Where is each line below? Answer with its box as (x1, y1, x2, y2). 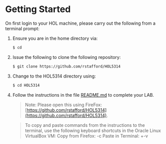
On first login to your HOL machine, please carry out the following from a (5, 20, 155, 26)
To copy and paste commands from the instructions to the (25, 122, 145, 128)
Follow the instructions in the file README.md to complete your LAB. (12, 92, 154, 98)
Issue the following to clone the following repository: (12, 54, 121, 60)
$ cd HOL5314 (12, 83, 40, 88)
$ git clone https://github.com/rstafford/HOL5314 (12, 64, 121, 69)
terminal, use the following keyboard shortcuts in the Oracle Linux (25, 127, 161, 133)
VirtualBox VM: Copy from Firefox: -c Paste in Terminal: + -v (25, 132, 148, 139)
